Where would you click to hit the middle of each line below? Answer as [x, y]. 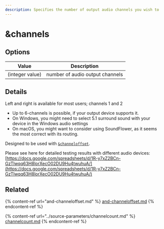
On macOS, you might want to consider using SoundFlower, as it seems [84, 129]
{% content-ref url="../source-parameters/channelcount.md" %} [70, 216]
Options [18, 52]
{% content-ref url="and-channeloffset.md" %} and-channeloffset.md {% [80, 201]
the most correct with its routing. [45, 134]
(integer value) [25, 74]
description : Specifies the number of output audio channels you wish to [82, 10]
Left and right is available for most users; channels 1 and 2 [64, 103]
